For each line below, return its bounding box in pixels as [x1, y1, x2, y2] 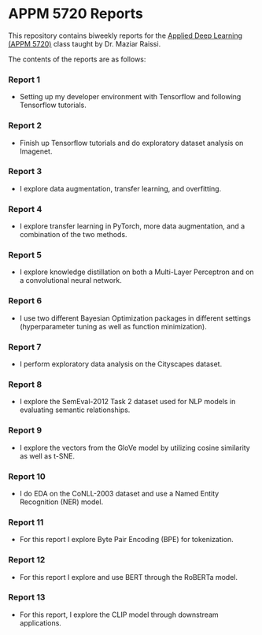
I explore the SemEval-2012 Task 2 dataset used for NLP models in [19, 397, 236, 407]
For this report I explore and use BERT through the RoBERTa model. [19, 572, 238, 581]
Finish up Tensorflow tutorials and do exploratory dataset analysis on [19, 138, 244, 147]
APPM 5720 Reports [8, 5, 143, 23]
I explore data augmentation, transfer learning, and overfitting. [19, 184, 222, 193]
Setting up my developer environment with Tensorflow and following [19, 92, 242, 102]
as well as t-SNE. [19, 451, 75, 461]
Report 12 [8, 555, 46, 566]
